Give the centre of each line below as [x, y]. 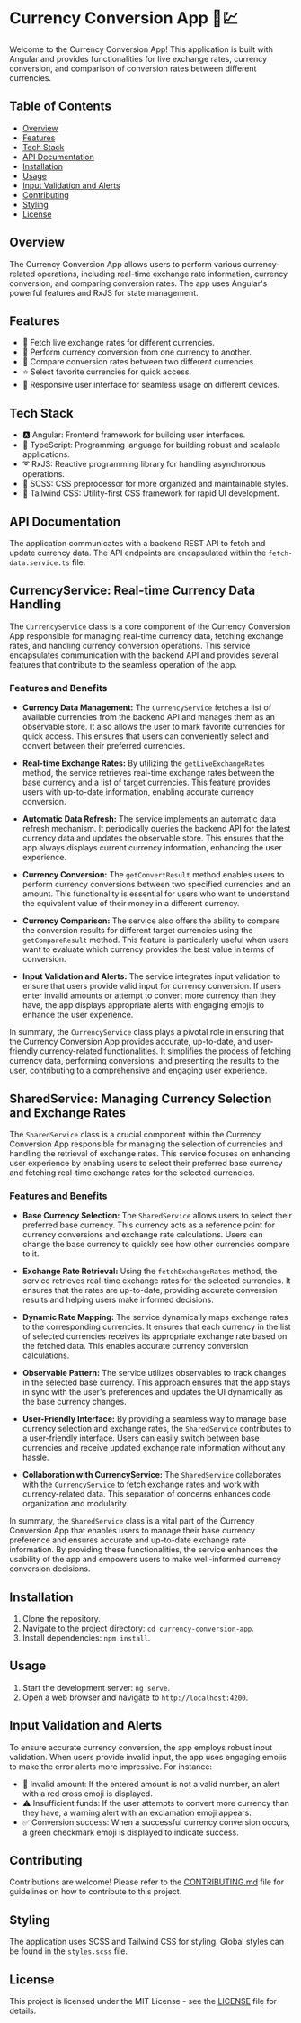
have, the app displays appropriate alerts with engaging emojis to [143, 1005]
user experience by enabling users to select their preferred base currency [146, 1163]
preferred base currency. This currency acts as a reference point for [149, 1225]
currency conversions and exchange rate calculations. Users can [142, 1235]
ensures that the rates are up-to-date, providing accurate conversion [150, 1290]
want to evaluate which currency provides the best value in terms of [148, 949]
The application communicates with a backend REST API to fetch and [137, 543]
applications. [46, 454]
